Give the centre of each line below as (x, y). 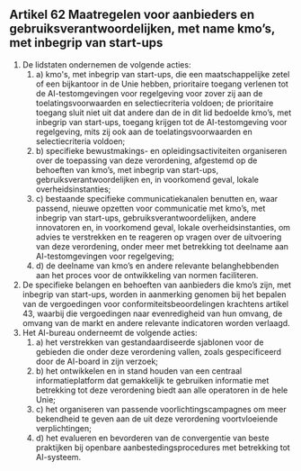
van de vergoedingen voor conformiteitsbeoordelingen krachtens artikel (155, 303)
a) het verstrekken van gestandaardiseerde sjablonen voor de (150, 342)
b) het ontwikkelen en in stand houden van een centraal (139, 371)
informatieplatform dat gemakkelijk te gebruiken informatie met (152, 380)
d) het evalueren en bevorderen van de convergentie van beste (152, 438)
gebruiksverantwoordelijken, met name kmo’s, (142, 29)
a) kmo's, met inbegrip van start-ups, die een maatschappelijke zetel (163, 74)
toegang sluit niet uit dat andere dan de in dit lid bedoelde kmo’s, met (164, 113)
